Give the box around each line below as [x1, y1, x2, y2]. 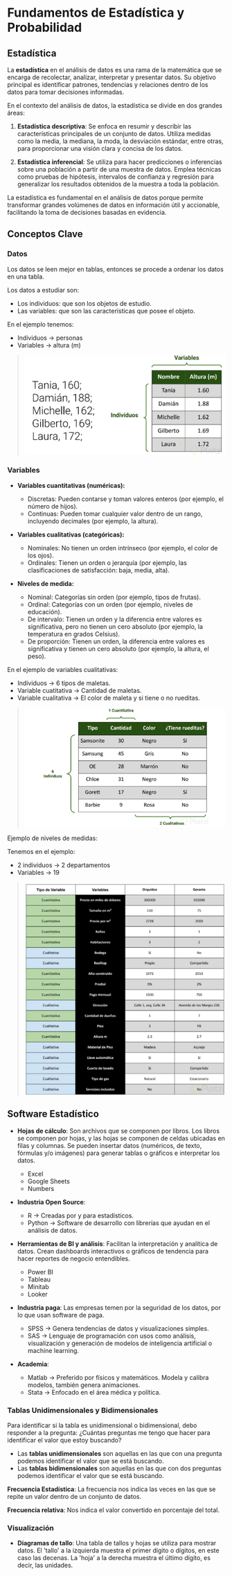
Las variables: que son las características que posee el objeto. [17, 306, 195, 315]
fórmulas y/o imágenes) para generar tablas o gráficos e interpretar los [17, 1149, 220, 1157]
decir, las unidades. [17, 1561, 73, 1570]
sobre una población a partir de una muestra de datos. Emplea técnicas [17, 165, 222, 173]
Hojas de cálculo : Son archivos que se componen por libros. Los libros [17, 1126, 220, 1135]
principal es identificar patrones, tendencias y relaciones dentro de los [7, 81, 209, 88]
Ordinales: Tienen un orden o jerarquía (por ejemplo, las [27, 558, 187, 567]
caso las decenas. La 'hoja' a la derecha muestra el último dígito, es [17, 1554, 211, 1562]
